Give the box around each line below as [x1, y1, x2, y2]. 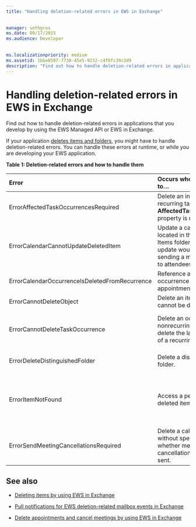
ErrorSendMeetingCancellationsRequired [9, 442, 121, 450]
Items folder [157, 238, 191, 246]
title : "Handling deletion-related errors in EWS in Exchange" [6, 8, 163, 15]
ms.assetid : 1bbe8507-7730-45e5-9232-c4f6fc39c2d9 [6, 57, 132, 63]
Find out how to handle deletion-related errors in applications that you [6, 120, 174, 127]
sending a [157, 253, 185, 261]
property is [157, 214, 188, 222]
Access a [157, 392, 183, 400]
